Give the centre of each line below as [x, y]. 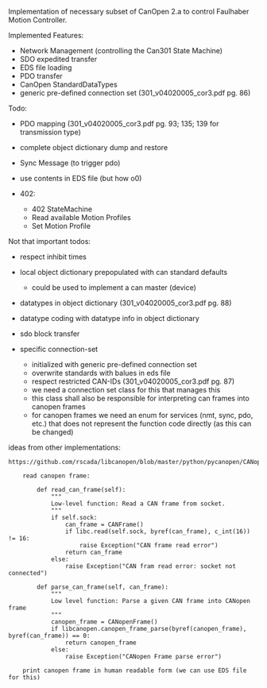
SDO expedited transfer [58, 59]
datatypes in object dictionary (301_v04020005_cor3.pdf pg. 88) [126, 303]
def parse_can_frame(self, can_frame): [103, 587]
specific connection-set [59, 349]
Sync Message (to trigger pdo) [70, 163]
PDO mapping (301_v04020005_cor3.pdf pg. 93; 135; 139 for [119, 124]
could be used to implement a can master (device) [114, 288]
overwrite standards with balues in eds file [101, 373]
